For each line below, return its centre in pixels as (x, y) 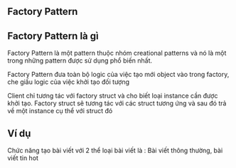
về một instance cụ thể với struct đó (60, 111)
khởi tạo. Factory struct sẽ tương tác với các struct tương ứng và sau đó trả (117, 103)
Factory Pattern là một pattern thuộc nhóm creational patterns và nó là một (117, 53)
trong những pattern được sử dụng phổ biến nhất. (80, 61)
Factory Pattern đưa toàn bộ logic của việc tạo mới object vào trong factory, (118, 75)
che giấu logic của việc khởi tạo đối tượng (69, 82)
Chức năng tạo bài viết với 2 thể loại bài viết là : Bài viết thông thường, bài (115, 151)
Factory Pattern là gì (53, 36)
